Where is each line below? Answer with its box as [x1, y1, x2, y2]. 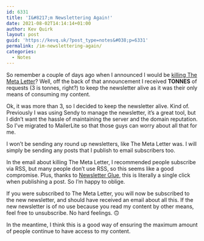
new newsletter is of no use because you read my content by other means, [6, 203, 194, 210]
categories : [6, 49, 37, 55]
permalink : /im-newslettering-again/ [6, 43, 102, 49]
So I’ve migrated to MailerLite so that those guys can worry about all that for [6, 121, 197, 129]
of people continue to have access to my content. [6, 227, 131, 235]
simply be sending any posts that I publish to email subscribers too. [6, 146, 175, 154]
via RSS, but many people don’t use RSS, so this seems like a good [6, 165, 174, 172]
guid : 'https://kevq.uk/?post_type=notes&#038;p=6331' [6, 37, 149, 43]
